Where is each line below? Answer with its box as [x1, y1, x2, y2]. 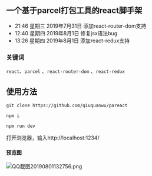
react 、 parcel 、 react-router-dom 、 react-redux [6, 68, 125, 75]
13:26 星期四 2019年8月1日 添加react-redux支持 [14, 37, 130, 44]
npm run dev [6, 123, 35, 129]
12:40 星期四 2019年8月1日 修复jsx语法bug [14, 29, 118, 36]
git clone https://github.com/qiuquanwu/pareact [6, 102, 128, 108]
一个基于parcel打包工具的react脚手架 [6, 5, 143, 16]
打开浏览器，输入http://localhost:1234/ [6, 134, 100, 141]
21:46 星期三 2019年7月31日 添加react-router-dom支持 [14, 22, 147, 29]
